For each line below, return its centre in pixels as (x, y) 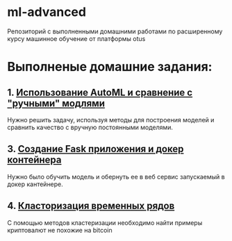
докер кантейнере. (35, 184)
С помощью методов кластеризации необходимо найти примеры (105, 222)
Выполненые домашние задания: (110, 67)
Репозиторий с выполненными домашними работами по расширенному (115, 31)
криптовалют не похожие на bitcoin (60, 230)
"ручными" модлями (56, 103)
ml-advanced (47, 12)
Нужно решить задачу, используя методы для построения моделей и (111, 119)
